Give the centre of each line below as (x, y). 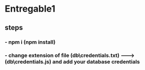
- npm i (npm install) (30, 42)
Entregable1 (30, 9)
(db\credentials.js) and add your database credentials (72, 62)
